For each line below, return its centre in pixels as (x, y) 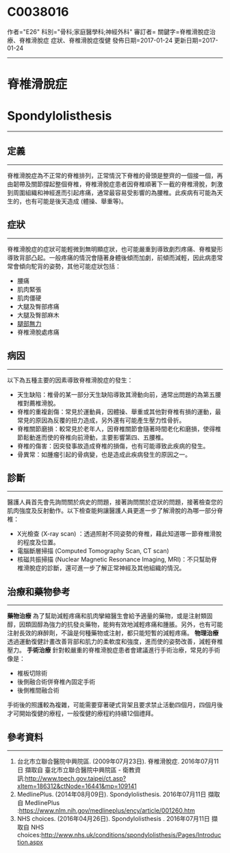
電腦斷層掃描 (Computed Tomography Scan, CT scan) (93, 551)
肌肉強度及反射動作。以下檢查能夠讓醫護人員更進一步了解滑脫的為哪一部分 (112, 511)
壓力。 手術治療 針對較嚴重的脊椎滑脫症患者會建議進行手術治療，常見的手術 (114, 650)
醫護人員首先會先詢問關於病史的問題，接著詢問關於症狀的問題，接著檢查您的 (115, 502)
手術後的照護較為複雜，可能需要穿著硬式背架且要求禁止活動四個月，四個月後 (115, 705)
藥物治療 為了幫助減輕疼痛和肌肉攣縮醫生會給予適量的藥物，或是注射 (104, 616)
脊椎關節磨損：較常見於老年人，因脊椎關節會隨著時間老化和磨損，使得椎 (119, 429)
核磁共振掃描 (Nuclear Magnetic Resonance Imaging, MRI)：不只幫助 (114, 559)
